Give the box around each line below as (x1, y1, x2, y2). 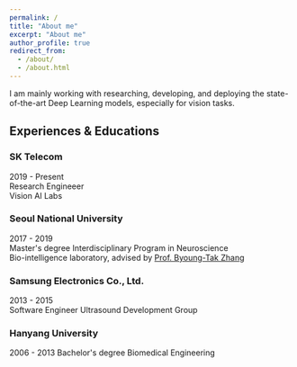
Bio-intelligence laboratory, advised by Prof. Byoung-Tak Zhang (9, 252, 245, 263)
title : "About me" (9, 22, 78, 31)
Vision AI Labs (9, 190, 63, 201)
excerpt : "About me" (9, 30, 87, 39)
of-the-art (9, 97, 47, 108)
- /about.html (17, 64, 70, 73)
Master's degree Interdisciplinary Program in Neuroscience (9, 242, 229, 253)
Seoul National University (9, 212, 123, 225)
